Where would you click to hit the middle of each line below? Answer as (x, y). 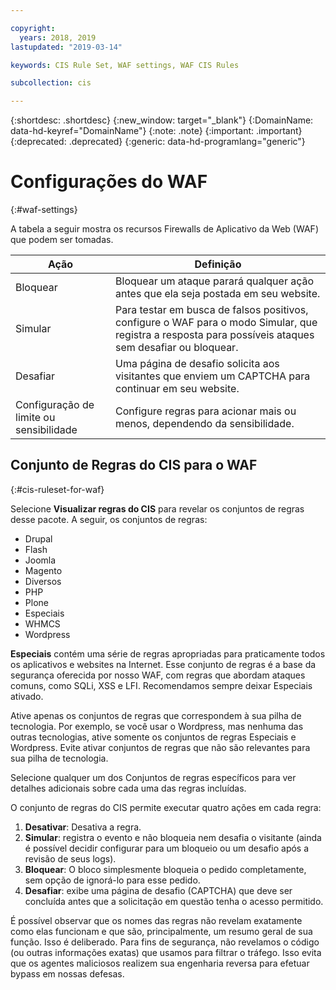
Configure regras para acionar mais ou (206, 411)
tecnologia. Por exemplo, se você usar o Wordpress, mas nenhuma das (157, 726)
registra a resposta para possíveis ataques (215, 335)
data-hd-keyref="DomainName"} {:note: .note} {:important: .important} (156, 131)
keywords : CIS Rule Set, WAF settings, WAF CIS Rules (125, 65)
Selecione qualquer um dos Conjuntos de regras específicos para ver (153, 777)
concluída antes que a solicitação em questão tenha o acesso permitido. (174, 901)
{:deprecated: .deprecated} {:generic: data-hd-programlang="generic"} (158, 142)
